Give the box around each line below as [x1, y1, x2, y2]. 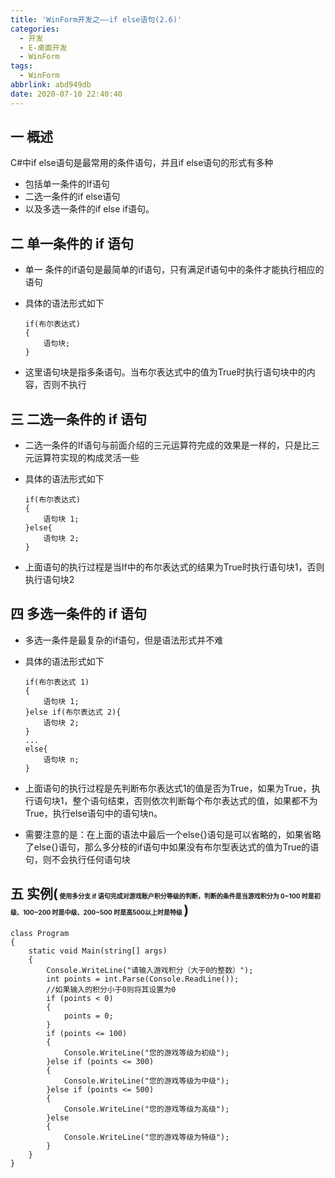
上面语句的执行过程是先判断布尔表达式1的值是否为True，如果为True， [24, 782, 312, 794]
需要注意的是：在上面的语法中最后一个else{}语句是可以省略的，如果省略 [24, 828, 322, 840]
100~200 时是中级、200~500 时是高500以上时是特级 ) [22, 902, 190, 919]
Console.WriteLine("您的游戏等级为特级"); [63, 1132, 230, 1142]
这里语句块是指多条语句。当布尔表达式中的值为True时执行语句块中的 [24, 366, 307, 378]
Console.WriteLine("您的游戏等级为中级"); [63, 1076, 230, 1086]
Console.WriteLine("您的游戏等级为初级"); [63, 1047, 230, 1058]
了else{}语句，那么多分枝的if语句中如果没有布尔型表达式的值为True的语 [24, 841, 320, 853]
